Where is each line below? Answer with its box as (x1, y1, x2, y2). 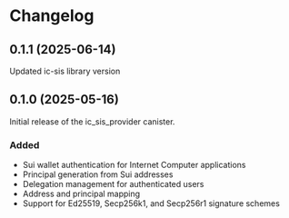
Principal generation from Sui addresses (22, 169, 174, 180)
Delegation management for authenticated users (22, 179, 204, 190)
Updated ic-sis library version (9, 65, 121, 76)
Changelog (9, 5, 95, 26)
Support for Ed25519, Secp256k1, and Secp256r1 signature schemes (22, 198, 280, 209)
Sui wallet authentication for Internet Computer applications (22, 160, 246, 171)
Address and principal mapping (22, 188, 141, 200)
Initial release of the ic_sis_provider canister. (9, 115, 175, 127)
